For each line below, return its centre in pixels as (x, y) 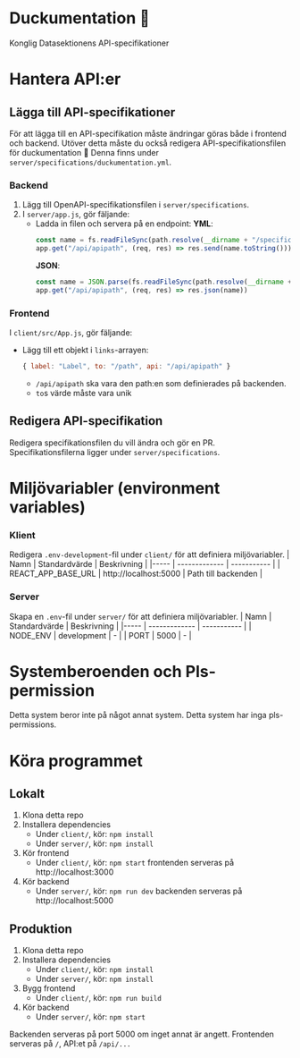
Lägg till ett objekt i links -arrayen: (85, 350)
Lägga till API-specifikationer (92, 112)
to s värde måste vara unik (83, 393)
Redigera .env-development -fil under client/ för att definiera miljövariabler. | (150, 554)
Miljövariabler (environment (115, 488)
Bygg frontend (49, 988)
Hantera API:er (65, 79)
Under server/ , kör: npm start (90, 1017)
